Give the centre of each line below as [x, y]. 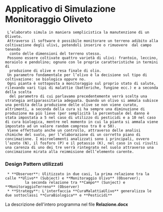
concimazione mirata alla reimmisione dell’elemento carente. [70, 152]
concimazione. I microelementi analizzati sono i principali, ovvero [77, 139]
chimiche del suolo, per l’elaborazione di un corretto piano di [73, 135]
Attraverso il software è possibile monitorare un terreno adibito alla [83, 41]
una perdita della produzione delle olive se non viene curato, [72, 105]
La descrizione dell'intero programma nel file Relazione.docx [67, 204]
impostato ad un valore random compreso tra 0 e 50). [61, 126]
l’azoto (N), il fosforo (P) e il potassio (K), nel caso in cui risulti [82, 143]
